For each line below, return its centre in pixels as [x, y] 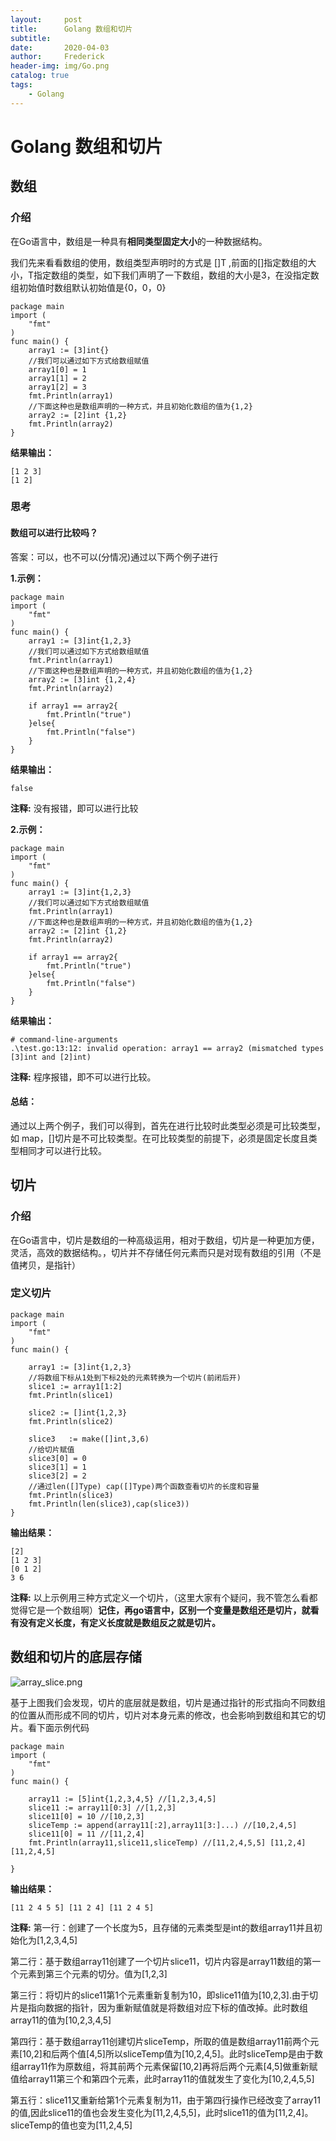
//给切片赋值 [51, 1449]
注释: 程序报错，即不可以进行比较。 [83, 1077]
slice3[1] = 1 [57, 1467]
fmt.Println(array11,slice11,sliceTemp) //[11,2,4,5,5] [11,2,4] [167, 1842]
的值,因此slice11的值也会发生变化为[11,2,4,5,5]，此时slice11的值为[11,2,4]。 [162, 2112]
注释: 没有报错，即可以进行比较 [74, 808]
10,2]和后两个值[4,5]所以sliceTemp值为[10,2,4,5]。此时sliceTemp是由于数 [172, 2053]
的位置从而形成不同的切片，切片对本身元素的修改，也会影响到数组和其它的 [163, 1715]
